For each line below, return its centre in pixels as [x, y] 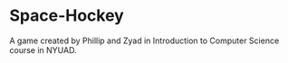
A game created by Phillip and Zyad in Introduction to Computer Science [144, 40]
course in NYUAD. [43, 49]
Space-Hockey [67, 16]
